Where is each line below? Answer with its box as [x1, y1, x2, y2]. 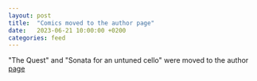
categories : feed [8, 33, 66, 42]
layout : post [8, 11, 52, 20]
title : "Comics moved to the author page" [8, 19, 155, 27]
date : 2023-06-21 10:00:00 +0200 [8, 26, 127, 34]
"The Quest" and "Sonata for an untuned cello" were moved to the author [8, 56, 249, 65]
